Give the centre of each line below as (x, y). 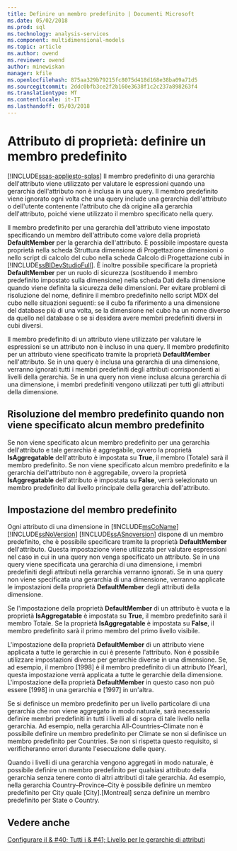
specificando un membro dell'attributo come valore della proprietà (104, 235)
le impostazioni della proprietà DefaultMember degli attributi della (104, 587)
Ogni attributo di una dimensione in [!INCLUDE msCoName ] (93, 527)
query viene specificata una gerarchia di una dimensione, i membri (105, 564)
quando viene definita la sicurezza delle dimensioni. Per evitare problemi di (117, 287)
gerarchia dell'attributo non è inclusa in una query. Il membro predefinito (113, 191)
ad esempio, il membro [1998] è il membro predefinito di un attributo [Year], (117, 667)
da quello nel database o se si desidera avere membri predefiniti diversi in (115, 318)
